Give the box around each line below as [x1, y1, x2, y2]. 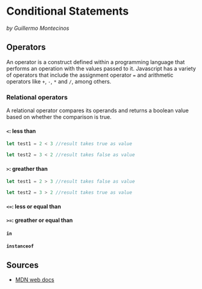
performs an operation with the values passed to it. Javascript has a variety [6, 65, 197, 72]
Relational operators [6, 93, 68, 101]
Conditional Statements [6, 4, 129, 18]
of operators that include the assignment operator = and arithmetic [6, 71, 174, 79]
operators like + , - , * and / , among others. [6, 77, 112, 85]
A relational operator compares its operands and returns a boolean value [6, 107, 189, 114]
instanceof [6, 243, 34, 249]
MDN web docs [15, 276, 55, 284]
